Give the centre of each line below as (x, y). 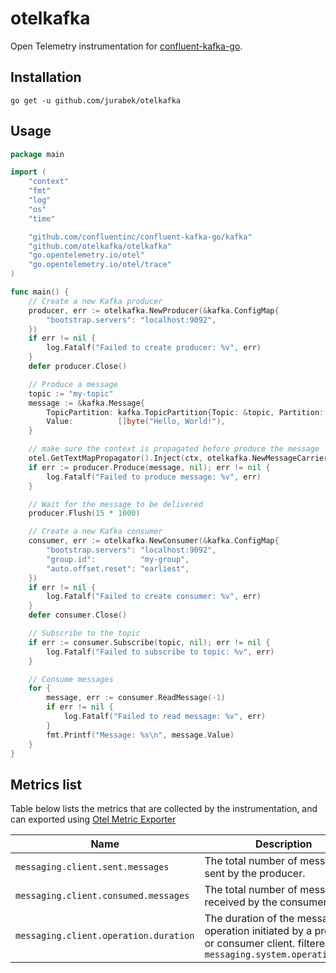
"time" (42, 218)
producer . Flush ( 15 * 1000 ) (84, 513)
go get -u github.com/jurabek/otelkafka (96, 100)
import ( (28, 172)
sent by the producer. (255, 874)
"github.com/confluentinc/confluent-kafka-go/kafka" (140, 237)
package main (37, 154)
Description (284, 844)
